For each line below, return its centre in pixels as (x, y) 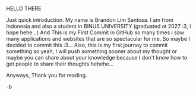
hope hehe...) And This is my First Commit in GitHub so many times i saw (95, 32)
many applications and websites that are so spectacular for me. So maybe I (98, 39)
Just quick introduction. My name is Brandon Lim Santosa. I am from (90, 20)
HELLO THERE (24, 9)
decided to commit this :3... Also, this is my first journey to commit (87, 45)
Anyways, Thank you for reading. (47, 75)
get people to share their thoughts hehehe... (60, 64)
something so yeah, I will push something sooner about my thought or (91, 51)
